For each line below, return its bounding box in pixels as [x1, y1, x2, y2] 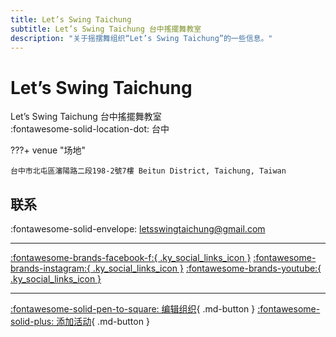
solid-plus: [10, 316, 55, 328]
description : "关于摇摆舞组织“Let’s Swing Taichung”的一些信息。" [10, 33, 273, 43]
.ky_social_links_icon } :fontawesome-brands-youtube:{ [92, 262, 322, 275]
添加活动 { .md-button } [56, 316, 150, 328]
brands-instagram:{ [10, 262, 91, 275]
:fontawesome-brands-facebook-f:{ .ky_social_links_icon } [10, 252, 252, 264]
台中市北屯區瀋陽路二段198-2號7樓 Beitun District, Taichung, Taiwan [10, 166, 287, 176]
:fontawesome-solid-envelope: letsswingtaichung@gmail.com [10, 223, 266, 235]
